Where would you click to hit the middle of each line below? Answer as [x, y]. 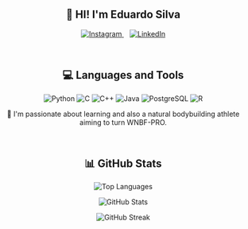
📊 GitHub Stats [123, 164]
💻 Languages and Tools [123, 75]
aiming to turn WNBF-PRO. [123, 122]
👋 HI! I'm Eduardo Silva [123, 15]
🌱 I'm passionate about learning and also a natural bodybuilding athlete [123, 114]
